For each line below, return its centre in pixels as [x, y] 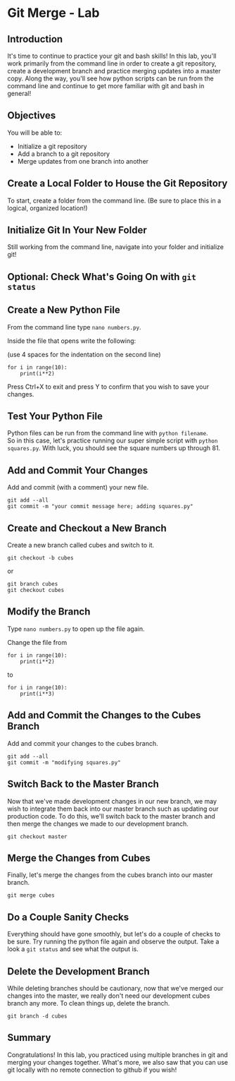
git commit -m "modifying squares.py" [64, 762]
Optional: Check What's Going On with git [102, 277]
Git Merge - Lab [53, 13]
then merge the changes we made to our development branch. [98, 823]
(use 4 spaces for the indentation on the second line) [84, 354]
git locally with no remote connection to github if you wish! [92, 1070]
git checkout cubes [36, 591]
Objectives [32, 115]
